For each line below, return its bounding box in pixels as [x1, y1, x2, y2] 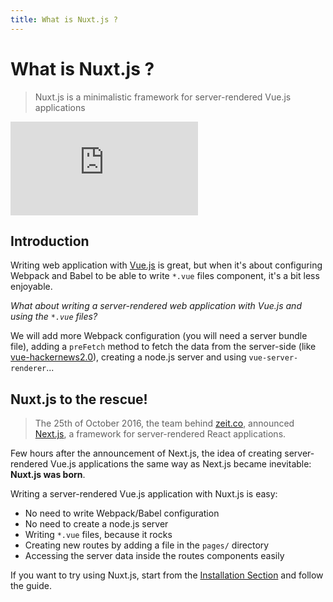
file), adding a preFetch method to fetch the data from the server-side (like [10, 341, 317, 353]
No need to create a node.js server [24, 518, 169, 530]
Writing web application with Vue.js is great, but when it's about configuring [10, 259, 323, 271]
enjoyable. [10, 281, 53, 293]
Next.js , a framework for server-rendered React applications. [34, 428, 287, 440]
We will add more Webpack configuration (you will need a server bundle [10, 330, 308, 342]
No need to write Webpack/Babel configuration [24, 507, 220, 520]
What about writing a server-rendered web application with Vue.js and [10, 300, 302, 312]
